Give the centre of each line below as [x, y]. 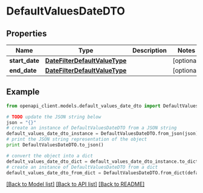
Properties [27, 34]
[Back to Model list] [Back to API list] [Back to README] [76, 184]
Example [23, 92]
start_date [24, 61]
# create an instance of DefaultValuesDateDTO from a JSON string [92, 128]
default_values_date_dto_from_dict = [54, 173]
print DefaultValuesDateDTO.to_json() [55, 145]
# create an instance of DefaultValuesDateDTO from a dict [82, 167]
